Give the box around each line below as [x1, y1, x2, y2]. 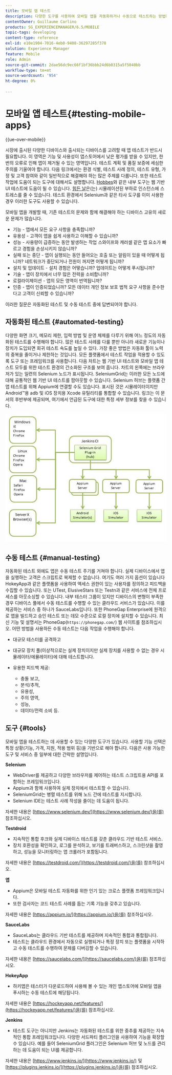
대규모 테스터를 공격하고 [12, 636, 61, 642]
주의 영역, [20, 694, 40, 701]
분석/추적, [20, 682, 40, 688]
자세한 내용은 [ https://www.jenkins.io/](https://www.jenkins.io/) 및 [5, 1058, 142, 1064]
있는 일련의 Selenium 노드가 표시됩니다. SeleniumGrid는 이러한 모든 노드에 [14, 370, 165, 376]
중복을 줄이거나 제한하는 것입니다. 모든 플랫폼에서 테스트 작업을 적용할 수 [10, 351, 156, 357]
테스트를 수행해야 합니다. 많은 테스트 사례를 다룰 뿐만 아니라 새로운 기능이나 [14, 339, 165, 345]
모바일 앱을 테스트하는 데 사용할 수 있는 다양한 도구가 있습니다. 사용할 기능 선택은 [5, 738, 166, 745]
